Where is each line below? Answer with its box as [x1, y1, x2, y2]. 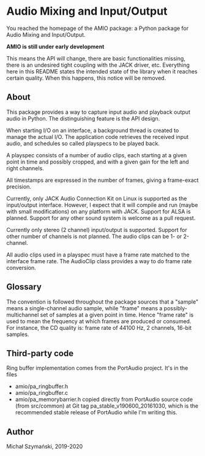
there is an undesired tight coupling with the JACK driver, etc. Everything [6, 61, 190, 69]
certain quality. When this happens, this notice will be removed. [6, 74, 166, 81]
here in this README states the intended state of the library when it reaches [6, 67, 198, 75]
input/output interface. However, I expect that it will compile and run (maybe [6, 201, 198, 209]
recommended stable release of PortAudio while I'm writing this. [15, 409, 177, 416]
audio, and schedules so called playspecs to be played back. [6, 140, 160, 147]
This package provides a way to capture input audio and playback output [6, 108, 191, 116]
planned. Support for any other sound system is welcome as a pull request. [6, 214, 196, 222]
